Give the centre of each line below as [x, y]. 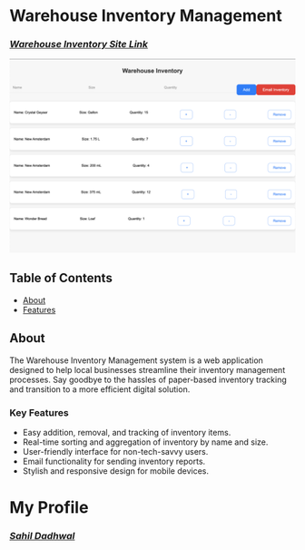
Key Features [39, 412]
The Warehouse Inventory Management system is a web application [136, 360]
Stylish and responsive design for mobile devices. [115, 471]
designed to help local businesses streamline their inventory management [148, 369]
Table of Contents [61, 278]
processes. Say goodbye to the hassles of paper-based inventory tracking [148, 379]
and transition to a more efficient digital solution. [100, 389]
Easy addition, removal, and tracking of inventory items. [127, 432]
